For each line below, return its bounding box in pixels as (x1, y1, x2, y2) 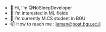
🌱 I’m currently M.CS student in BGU (10, 15, 86, 21)
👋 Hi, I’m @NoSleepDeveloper (10, 5, 72, 10)
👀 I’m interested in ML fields (10, 10, 68, 16)
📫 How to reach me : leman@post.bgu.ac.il (10, 21, 101, 27)
